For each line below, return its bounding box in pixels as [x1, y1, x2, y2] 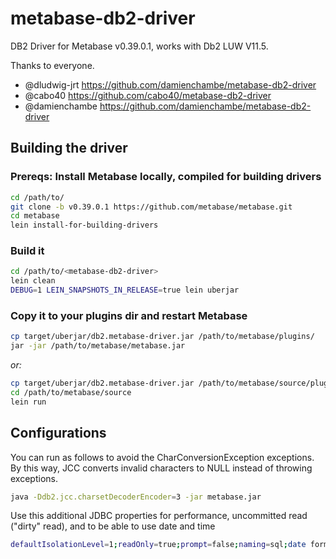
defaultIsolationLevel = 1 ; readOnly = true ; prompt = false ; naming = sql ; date [10, 540, 307, 550]
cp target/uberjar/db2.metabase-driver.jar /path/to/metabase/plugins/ [10, 332, 315, 342]
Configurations [10, 425, 107, 442]
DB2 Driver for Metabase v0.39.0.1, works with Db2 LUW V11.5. [10, 40, 269, 52]
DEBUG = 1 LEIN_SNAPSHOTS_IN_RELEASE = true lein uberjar [10, 285, 240, 296]
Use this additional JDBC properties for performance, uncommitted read [10, 510, 308, 522]
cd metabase [10, 211, 60, 221]
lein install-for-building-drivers [10, 220, 159, 231]
